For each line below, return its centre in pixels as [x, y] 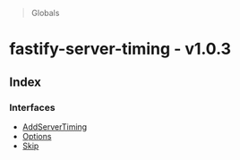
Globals [45, 13]
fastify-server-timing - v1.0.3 [120, 49]
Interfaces [32, 107]
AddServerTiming [55, 126]
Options [37, 136]
